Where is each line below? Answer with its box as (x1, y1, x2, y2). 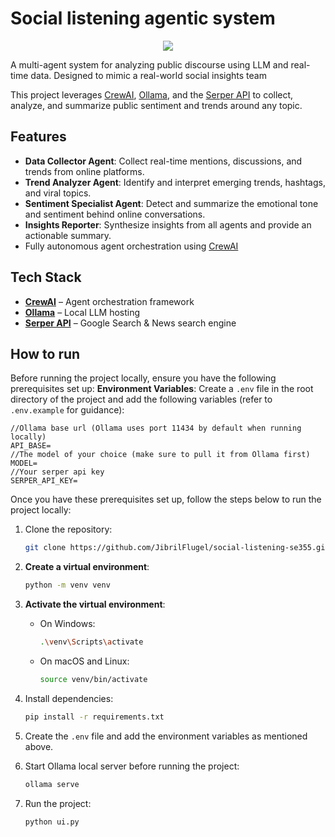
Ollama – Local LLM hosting (24, 306, 141, 318)
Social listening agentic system (10, 7, 276, 30)
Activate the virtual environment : (24, 598, 166, 611)
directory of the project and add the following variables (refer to (10, 393, 273, 406)
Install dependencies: (24, 692, 114, 704)
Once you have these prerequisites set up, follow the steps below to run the (10, 493, 322, 506)
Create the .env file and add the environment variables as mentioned (24, 730, 308, 742)
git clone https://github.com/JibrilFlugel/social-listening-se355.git (24, 543, 330, 553)
